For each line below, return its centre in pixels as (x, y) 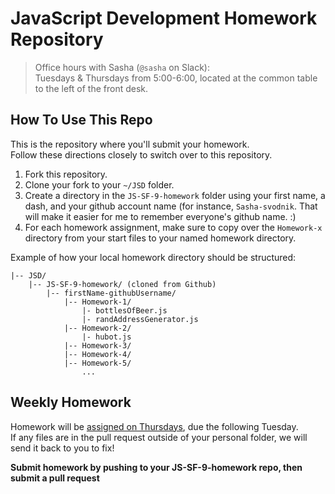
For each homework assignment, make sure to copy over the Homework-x (173, 227)
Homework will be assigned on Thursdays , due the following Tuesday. (154, 426)
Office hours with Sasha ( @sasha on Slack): (122, 67)
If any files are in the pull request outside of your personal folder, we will (159, 437)
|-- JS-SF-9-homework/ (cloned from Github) (122, 284)
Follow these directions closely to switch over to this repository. (141, 154)
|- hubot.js (106, 337)
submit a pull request (55, 478)
